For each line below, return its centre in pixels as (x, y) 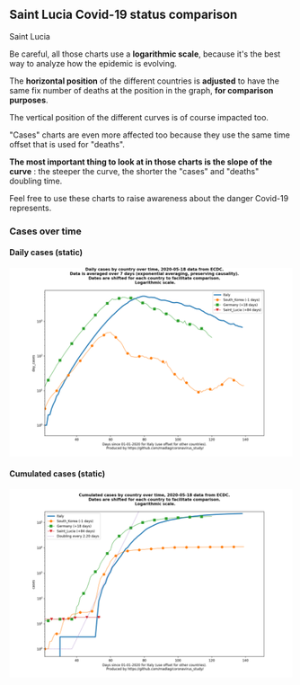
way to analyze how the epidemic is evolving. (93, 63)
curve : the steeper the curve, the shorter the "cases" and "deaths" (134, 171)
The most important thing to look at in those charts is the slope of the (141, 162)
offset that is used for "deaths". (67, 144)
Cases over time (46, 231)
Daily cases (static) (46, 253)
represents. (31, 208)
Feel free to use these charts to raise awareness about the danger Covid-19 (149, 198)
